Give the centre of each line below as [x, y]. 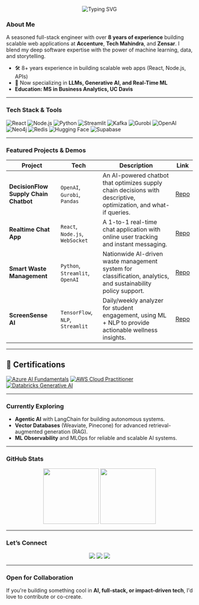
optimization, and [127, 205]
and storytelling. [26, 56]
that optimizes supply [133, 182]
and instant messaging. [135, 244]
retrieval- [160, 425]
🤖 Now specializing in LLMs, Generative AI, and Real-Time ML [91, 83]
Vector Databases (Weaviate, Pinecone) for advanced [81, 425]
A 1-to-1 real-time [130, 222]
